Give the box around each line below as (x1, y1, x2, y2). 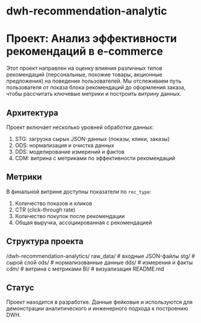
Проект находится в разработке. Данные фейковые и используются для (6, 298, 193, 306)
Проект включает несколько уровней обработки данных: (6, 124, 154, 131)
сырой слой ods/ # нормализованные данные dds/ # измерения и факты (6, 259, 193, 266)
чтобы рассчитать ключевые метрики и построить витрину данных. (6, 90, 182, 98)
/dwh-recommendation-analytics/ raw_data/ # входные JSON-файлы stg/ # (6, 252, 196, 260)
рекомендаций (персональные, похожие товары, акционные (6, 71, 162, 78)
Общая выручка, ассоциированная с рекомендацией (14, 219, 152, 226)
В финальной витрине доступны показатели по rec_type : (6, 188, 152, 195)
